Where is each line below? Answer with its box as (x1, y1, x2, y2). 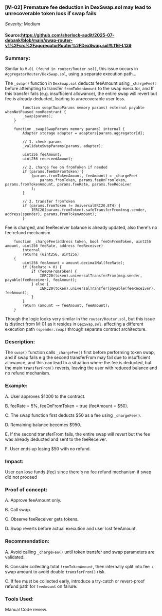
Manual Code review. (5, 606, 48, 612)
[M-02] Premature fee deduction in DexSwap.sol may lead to (5, 4, 152, 11)
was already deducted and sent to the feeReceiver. (5, 436, 107, 442)
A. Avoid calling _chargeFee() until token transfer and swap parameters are (5, 549, 155, 555)
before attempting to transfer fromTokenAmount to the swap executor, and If (5, 86, 154, 92)
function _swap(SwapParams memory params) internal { (14, 127, 125, 131)
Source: (5, 32, 22, 38)
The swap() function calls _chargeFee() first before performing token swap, (5, 350, 155, 355)
